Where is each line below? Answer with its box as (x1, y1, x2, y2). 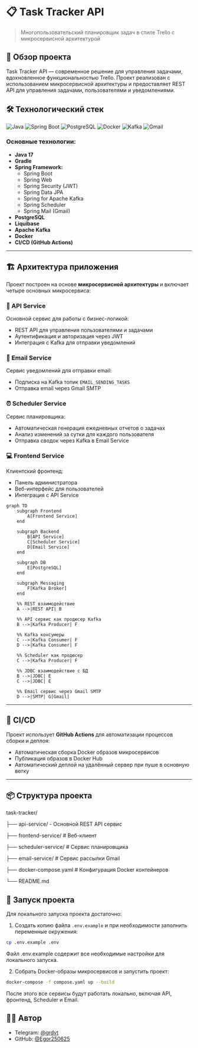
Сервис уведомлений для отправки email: (6, 367, 112, 374)
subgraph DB (16, 559, 46, 565)
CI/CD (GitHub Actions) (14, 239, 74, 246)
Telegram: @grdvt (14, 1029, 59, 1036)
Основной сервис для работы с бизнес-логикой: (6, 315, 129, 322)
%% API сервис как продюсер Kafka (16, 616, 101, 622)
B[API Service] (27, 533, 65, 540)
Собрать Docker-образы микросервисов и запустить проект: (14, 968, 169, 975)
